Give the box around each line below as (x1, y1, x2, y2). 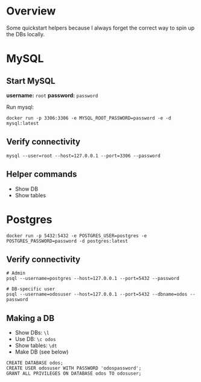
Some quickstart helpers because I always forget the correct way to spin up (6, 24, 195, 31)
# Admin (6, 270, 26, 276)
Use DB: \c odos (14, 336, 56, 343)
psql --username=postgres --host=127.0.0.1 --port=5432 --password (6, 276, 180, 282)
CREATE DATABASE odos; (6, 360, 63, 366)
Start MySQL (6, 75, 56, 86)
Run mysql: (6, 103, 34, 110)
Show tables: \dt (14, 342, 57, 349)
